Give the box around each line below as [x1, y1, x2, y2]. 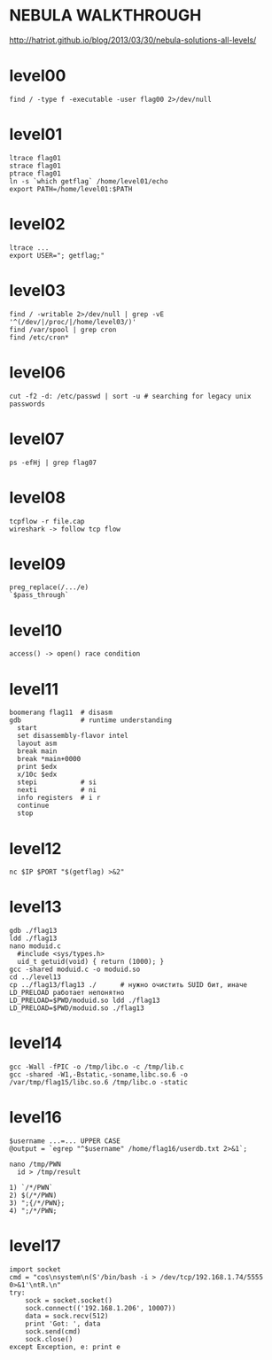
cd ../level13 [9, 973, 62, 982]
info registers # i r [17, 794, 101, 803]
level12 [9, 838, 62, 859]
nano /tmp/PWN [9, 1160, 62, 1170]
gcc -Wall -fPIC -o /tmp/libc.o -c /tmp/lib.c [9, 1062, 184, 1072]
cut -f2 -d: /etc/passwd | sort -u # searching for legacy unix [9, 392, 252, 400]
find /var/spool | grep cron [9, 325, 117, 334]
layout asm [17, 739, 58, 749]
